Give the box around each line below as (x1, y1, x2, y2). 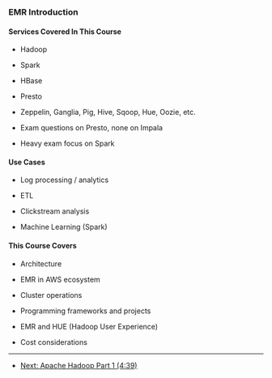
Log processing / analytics (19, 175, 109, 185)
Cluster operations (19, 290, 83, 299)
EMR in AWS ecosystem (19, 274, 101, 284)
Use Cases (8, 157, 46, 167)
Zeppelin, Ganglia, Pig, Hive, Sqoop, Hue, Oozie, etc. (19, 108, 196, 117)
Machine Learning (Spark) (19, 222, 108, 232)
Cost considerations (19, 337, 87, 346)
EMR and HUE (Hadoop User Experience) (19, 321, 159, 331)
